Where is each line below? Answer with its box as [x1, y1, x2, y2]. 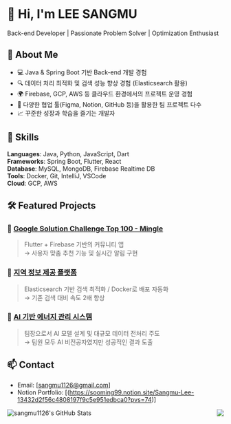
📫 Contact [7, 359, 55, 371]
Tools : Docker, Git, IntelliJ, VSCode [7, 171, 107, 180]
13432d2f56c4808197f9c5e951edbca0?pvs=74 [16, 395, 153, 403]
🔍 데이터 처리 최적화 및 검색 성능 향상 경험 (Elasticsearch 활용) [16, 78, 188, 87]
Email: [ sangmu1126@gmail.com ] [16, 381, 111, 389]
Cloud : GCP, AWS [7, 179, 58, 187]
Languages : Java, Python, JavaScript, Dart [7, 149, 129, 158]
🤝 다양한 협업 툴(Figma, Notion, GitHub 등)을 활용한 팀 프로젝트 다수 [16, 100, 202, 109]
